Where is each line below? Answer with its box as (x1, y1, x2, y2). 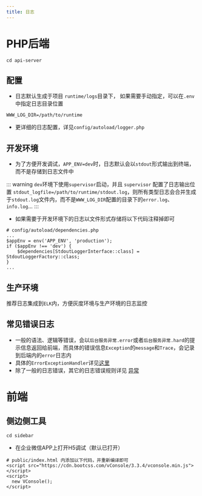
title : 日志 (6, 8, 35, 15)
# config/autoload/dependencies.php (6, 227, 99, 233)
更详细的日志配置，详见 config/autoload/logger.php (15, 124, 144, 131)
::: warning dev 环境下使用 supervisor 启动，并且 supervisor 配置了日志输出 (6, 181, 190, 188)
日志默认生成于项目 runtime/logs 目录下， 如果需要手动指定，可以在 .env (15, 92, 195, 100)
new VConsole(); (12, 478, 53, 484)
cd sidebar (6, 432, 34, 438)
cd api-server (6, 57, 42, 64)
